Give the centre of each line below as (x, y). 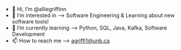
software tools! (30, 21)
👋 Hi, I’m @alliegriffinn (39, 9)
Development (28, 34)
